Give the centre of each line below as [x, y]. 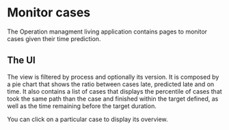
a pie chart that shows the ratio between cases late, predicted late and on [111, 84]
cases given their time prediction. [54, 38]
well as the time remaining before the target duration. [82, 106]
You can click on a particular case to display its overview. [88, 119]
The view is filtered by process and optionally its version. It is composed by [113, 77]
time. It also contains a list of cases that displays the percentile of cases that [114, 91]
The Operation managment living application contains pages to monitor [107, 31]
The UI [21, 61]
